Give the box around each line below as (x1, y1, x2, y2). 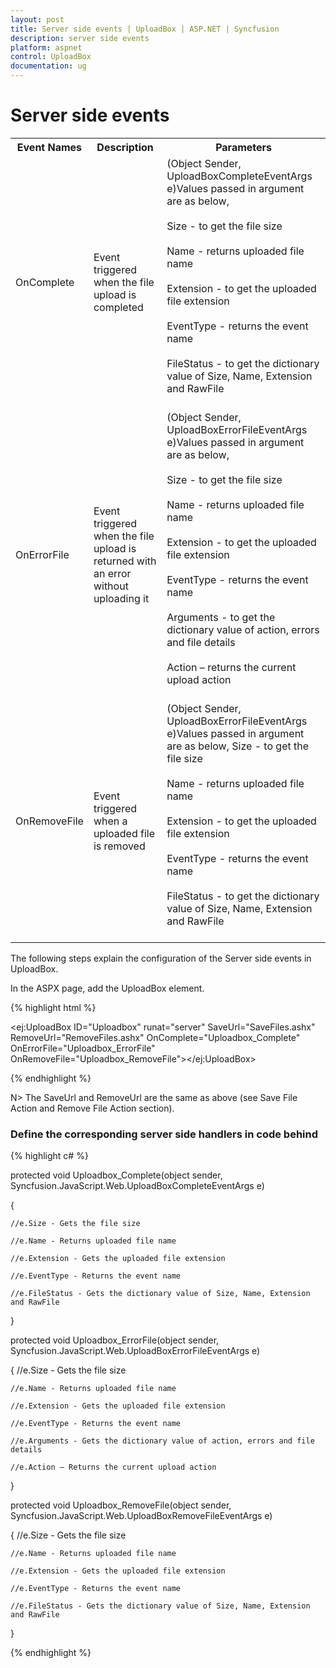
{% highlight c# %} (10, 1150, 89, 1162)
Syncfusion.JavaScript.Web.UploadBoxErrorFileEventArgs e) (10, 1345, 261, 1357)
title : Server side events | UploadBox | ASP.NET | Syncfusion (10, 24, 280, 34)
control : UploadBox (10, 52, 92, 62)
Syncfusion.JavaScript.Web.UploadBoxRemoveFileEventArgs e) (10, 1510, 273, 1522)
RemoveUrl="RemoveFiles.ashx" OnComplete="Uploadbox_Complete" (10, 1031, 301, 1043)
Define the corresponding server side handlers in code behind (10, 1127, 319, 1141)
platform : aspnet (10, 42, 83, 53)
